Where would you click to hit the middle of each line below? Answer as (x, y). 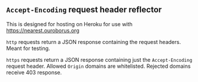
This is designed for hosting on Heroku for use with (69, 24)
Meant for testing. (28, 48)
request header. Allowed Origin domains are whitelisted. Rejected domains (98, 66)
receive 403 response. (34, 72)
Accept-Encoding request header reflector (84, 10)
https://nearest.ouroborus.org (43, 30)
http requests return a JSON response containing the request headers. (94, 42)
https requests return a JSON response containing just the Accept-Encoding (99, 59)
